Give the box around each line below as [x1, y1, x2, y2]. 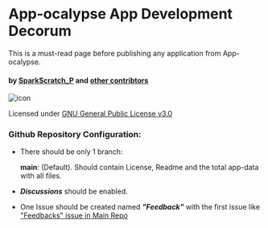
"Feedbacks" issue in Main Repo [19, 210, 129, 221]
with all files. [19, 171, 62, 181]
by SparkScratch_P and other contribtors [8, 75, 149, 85]
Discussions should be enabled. [19, 186, 128, 197]
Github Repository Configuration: [8, 129, 142, 140]
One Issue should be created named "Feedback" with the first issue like [19, 202, 260, 212]
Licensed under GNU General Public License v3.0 [8, 109, 173, 119]
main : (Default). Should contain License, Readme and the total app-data [19, 162, 259, 173]
